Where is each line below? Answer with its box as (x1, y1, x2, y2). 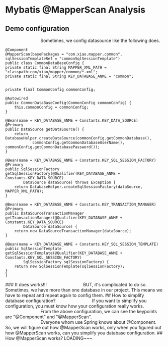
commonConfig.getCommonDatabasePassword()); (5, 144, 100, 150)
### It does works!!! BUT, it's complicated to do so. (5, 282, 147, 287)
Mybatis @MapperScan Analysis (5, 4, 146, 16)
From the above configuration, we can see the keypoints (40, 309, 157, 314)
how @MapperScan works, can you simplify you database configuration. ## (5, 330, 163, 336)
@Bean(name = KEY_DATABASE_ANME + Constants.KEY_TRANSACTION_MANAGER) (5, 202, 156, 207)
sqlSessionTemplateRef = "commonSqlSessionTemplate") (5, 56, 121, 61)
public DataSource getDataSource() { (5, 127, 85, 132)
